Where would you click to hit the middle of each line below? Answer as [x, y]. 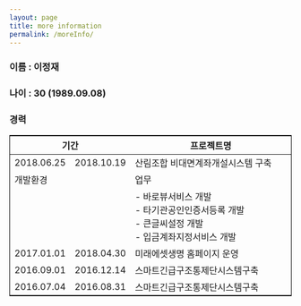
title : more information [56, 26]
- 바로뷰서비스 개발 [173, 196]
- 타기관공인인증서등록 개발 [189, 209]
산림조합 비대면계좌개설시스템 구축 [203, 163]
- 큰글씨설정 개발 [169, 223]
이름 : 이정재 [34, 67]
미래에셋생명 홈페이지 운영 [187, 253]
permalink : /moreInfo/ [52, 34]
